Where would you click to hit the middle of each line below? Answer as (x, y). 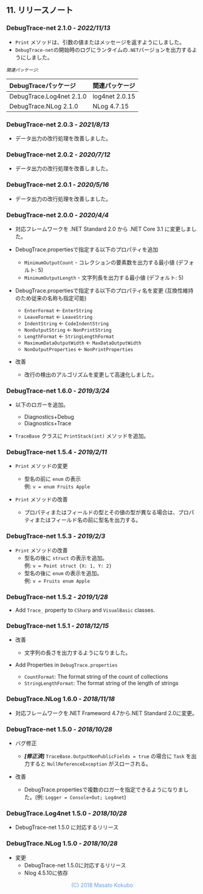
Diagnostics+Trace (48, 424)
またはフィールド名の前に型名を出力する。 (88, 520)
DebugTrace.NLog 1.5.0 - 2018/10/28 (62, 843)
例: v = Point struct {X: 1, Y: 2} (68, 565)
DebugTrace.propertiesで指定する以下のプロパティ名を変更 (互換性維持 (104, 290)
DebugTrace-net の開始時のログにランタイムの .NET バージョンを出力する (104, 49)
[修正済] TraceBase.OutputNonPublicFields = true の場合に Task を (108, 756)
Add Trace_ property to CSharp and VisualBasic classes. (85, 610)
